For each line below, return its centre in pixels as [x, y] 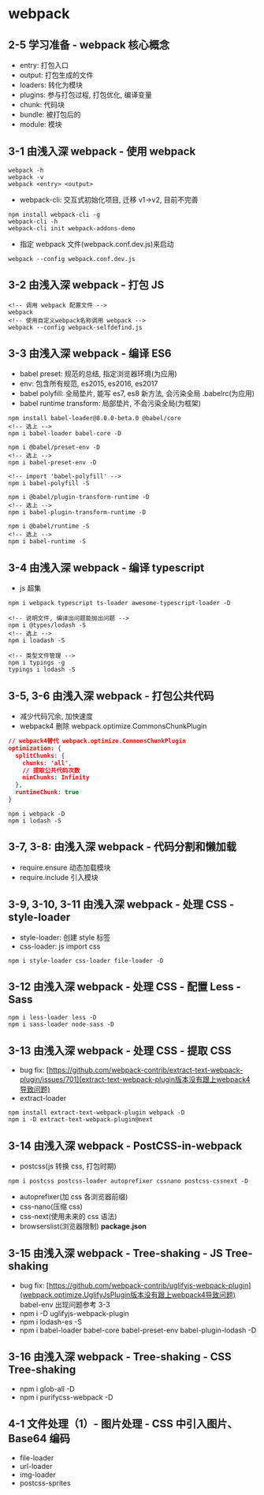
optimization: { [35, 748]
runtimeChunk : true [47, 792]
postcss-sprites [45, 1483]
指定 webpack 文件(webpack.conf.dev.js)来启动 [97, 244]
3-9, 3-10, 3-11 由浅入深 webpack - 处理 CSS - [121, 905]
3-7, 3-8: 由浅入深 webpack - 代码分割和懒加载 [122, 847]
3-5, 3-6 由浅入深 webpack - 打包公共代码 [111, 696]
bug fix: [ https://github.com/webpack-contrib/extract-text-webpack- [131, 1070]
